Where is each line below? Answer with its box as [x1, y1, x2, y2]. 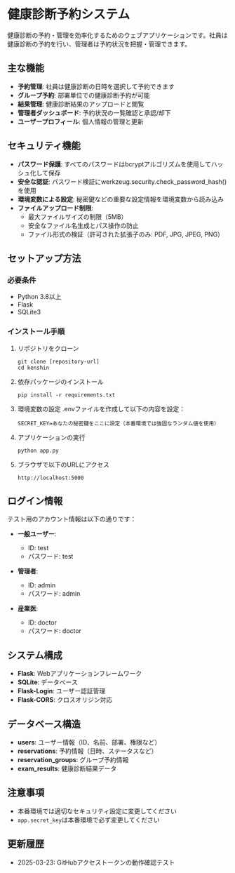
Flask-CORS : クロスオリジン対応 [17, 695, 113, 704]
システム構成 [7, 649, 63, 661]
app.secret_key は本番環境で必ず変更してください [17, 815, 160, 824]
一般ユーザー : [17, 530, 57, 538]
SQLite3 [17, 308, 41, 316]
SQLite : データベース [17, 678, 79, 686]
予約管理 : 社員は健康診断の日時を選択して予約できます [17, 82, 175, 91]
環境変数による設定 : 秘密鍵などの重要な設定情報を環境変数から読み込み [17, 194, 224, 204]
